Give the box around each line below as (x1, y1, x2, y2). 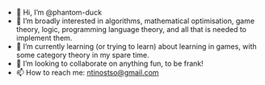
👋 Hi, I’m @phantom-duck (15, 8, 103, 17)
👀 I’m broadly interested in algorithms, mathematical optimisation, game (15, 16, 255, 26)
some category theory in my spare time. (15, 51, 149, 59)
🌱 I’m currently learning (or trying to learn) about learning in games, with (15, 42, 257, 51)
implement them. (15, 33, 73, 42)
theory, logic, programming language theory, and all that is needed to (15, 25, 247, 34)
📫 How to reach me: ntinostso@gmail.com (15, 68, 159, 77)
